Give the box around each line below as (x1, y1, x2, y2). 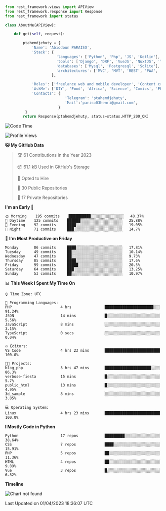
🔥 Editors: (5, 344, 28, 349)
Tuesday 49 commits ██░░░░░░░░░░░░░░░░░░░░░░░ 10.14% (5, 250, 142, 255)
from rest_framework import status (5, 13, 79, 19)
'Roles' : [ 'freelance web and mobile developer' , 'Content (31, 82, 156, 87)
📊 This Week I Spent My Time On (5, 280, 75, 286)
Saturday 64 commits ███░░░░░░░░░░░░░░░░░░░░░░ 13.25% (5, 267, 142, 272)
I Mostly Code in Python (5, 424, 55, 430)
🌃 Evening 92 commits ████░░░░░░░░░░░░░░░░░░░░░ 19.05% (5, 223, 142, 228)
